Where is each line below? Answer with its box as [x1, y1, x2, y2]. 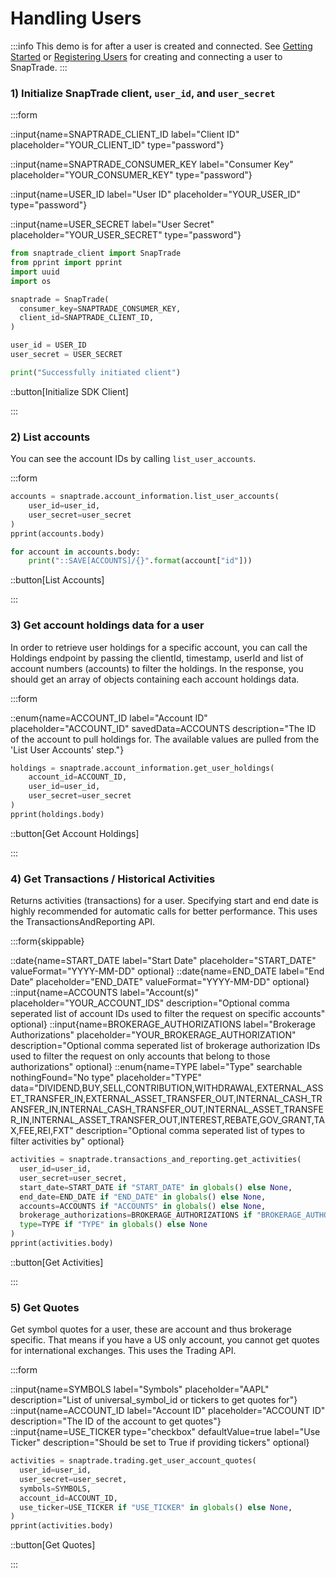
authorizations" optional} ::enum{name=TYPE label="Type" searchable [10, 1061, 303, 1073]
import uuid [10, 267, 60, 277]
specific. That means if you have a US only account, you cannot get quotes [10, 1334, 320, 1346]
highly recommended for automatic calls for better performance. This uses [10, 905, 318, 917]
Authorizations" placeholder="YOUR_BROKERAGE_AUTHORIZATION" [10, 1029, 297, 1041]
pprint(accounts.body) [10, 528, 105, 539]
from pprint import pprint [10, 258, 123, 268]
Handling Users [10, 7, 142, 30]
